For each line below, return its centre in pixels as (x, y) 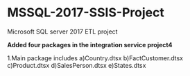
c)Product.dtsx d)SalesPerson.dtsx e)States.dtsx (77, 65)
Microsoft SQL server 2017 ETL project (62, 31)
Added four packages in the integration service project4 (90, 45)
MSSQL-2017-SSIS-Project (86, 13)
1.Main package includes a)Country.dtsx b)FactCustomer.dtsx (95, 58)
